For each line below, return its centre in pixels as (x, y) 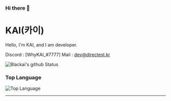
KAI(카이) (25, 31)
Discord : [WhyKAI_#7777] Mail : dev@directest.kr (58, 55)
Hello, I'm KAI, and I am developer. (41, 44)
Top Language (23, 77)
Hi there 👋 (18, 8)
